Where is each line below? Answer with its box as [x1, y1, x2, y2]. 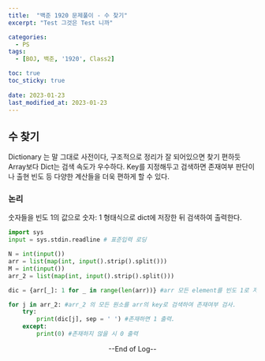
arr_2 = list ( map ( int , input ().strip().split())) [8, 272, 175, 280]
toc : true [8, 69, 41, 77]
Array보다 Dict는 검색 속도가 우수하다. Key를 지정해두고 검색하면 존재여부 [8, 162, 234, 172]
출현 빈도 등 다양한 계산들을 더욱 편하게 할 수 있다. [16, 172, 170, 181]
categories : [8, 33, 47, 41]
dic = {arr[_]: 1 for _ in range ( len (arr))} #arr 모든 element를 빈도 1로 [8, 286, 250, 294]
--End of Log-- [108, 344, 157, 353]
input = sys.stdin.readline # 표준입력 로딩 [8, 236, 147, 244]
